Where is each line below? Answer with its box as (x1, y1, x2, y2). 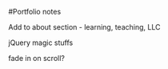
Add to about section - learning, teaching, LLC (8, 22, 161, 31)
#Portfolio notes (8, 7, 62, 16)
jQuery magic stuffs (8, 38, 74, 47)
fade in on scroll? (8, 54, 66, 63)
